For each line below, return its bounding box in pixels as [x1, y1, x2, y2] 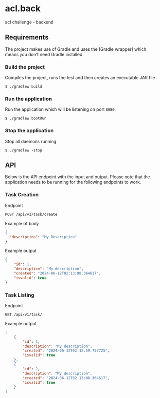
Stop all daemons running [5, 138, 57, 144]
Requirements [5, 33, 49, 42]
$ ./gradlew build [5, 84, 42, 89]
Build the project [5, 63, 45, 70]
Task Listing [5, 292, 35, 298]
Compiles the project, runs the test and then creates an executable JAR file [5, 75, 156, 81]
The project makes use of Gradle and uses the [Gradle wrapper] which [5, 46, 147, 52]
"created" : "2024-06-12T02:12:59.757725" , [22, 348, 110, 353]
